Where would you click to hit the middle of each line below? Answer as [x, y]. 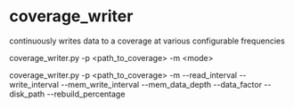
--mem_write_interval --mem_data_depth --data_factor [162, 84]
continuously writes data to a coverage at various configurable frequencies [147, 41]
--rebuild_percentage [86, 94]
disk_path [27, 94]
